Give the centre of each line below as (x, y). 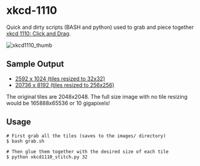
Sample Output (35, 64)
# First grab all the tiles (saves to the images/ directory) (86, 136)
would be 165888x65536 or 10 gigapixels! (58, 103)
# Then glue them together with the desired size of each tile (88, 152)
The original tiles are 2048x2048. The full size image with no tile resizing (97, 96)
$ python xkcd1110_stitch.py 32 (47, 157)
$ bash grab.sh (25, 141)
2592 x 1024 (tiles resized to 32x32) (60, 78)
